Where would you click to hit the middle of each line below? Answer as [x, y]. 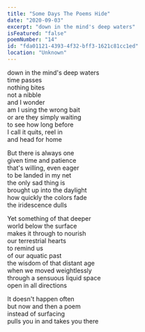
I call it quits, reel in [35, 132]
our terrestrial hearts [37, 240]
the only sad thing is [36, 182]
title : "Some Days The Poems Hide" [59, 14]
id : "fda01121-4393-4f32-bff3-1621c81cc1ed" [73, 46]
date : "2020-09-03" [36, 20]
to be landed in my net [39, 175]
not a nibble [24, 94]
